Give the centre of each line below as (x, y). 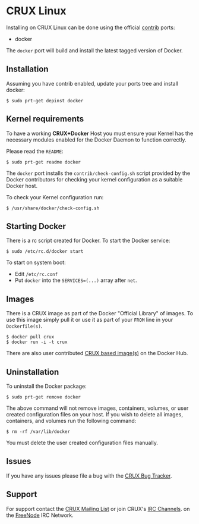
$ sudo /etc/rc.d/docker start (45, 252)
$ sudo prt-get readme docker (44, 162)
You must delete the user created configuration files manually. (82, 443)
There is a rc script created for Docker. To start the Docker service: (88, 241)
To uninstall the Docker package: (47, 386)
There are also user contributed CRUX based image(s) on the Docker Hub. (97, 353)
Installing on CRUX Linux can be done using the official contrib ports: (91, 27)
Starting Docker (36, 226)
